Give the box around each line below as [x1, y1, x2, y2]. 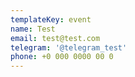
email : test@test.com [10, 33, 101, 43]
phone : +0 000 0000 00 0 [10, 52, 114, 62]
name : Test [10, 24, 56, 34]
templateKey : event [10, 14, 92, 25]
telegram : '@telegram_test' [10, 42, 128, 53]
